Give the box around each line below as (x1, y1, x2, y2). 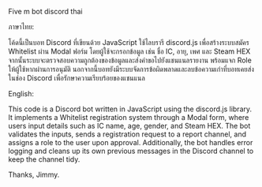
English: (8, 89, 34, 98)
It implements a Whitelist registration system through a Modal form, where (8, 113, 249, 122)
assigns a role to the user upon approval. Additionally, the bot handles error (8, 138, 253, 147)
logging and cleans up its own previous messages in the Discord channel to (8, 146, 254, 155)
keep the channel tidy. (8, 155, 80, 164)
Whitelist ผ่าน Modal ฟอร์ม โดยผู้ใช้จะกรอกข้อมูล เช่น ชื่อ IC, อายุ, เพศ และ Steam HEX (8, 47, 251, 56)
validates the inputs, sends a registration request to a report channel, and (8, 129, 247, 139)
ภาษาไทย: (8, 22, 35, 31)
